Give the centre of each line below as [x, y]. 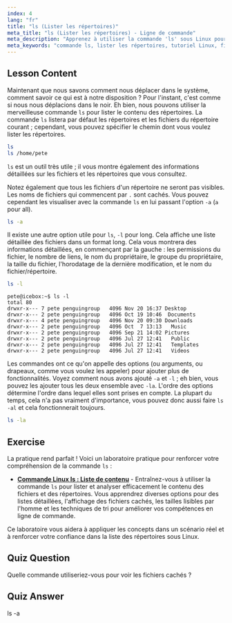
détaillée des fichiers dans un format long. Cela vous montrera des [102, 242]
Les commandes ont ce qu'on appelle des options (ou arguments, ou [105, 364]
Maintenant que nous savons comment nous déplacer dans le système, [108, 90]
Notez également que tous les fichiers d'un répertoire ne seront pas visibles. [116, 187]
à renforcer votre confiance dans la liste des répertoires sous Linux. [104, 536]
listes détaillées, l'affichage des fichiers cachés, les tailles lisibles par [116, 501]
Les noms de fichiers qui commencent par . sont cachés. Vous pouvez [108, 195]
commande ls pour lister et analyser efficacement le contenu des [110, 486]
